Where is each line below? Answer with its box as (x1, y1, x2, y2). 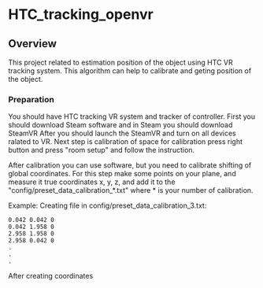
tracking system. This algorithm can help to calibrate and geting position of (8, 66, 252, 76)
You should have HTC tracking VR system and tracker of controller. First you (8, 112, 256, 121)
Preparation (8, 94, 55, 105)
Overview (8, 37, 57, 50)
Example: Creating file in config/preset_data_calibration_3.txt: (8, 201, 207, 210)
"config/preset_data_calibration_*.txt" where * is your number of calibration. (8, 186, 254, 195)
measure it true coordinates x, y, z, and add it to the (8, 177, 176, 186)
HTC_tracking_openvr (8, 6, 154, 24)
